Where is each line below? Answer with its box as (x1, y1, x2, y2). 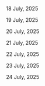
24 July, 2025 (6, 74, 40, 80)
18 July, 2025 (6, 5, 39, 12)
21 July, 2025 (6, 39, 39, 46)
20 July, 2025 (6, 28, 40, 35)
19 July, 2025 (6, 16, 39, 23)
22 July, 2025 (6, 51, 40, 58)
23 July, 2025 (6, 62, 40, 69)
